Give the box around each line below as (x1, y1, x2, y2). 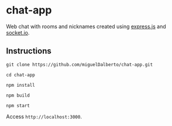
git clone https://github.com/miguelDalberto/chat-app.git (6, 62, 153, 67)
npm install (6, 82, 35, 88)
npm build (6, 92, 30, 98)
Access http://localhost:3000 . (6, 113, 82, 120)
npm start (6, 103, 30, 108)
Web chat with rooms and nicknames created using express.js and (6, 23, 167, 30)
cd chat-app (6, 71, 35, 78)
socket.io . (6, 29, 30, 36)
